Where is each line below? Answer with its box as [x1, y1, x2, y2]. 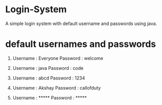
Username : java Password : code [12, 65, 84, 71]
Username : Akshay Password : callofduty [12, 85, 101, 91]
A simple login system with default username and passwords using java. [5, 20, 157, 27]
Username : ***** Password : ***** [12, 94, 87, 100]
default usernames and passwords [5, 38, 156, 50]
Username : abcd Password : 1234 [12, 75, 85, 81]
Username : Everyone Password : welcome [12, 55, 104, 61]
